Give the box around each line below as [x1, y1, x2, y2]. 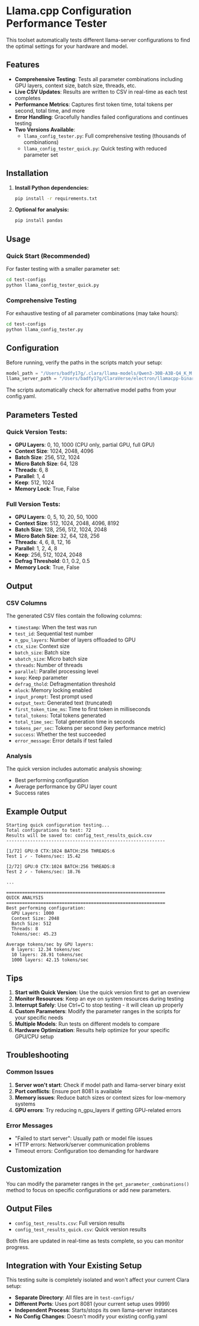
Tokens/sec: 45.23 [11, 931, 57, 937]
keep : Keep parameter [14, 674, 68, 681]
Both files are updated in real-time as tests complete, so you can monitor [6, 1237, 184, 1244]
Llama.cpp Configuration [6, 4, 132, 18]
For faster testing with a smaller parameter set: [6, 265, 120, 272]
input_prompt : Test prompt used [14, 693, 93, 700]
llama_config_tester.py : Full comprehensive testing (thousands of [23, 132, 187, 139]
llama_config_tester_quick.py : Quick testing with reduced [23, 145, 167, 152]
